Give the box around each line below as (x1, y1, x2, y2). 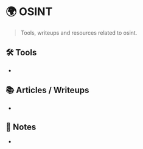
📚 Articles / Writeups (5, 85, 89, 95)
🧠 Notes (5, 122, 37, 132)
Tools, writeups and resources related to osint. (20, 29, 138, 36)
